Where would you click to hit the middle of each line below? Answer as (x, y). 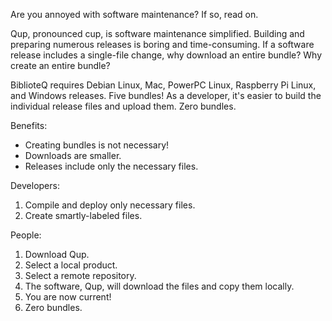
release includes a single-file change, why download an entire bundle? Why (166, 55)
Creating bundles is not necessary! (97, 145)
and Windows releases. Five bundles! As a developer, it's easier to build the (166, 95)
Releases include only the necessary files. (111, 166)
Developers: (35, 185)
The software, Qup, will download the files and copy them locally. (159, 286)
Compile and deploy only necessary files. (110, 205)
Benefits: (29, 125)
